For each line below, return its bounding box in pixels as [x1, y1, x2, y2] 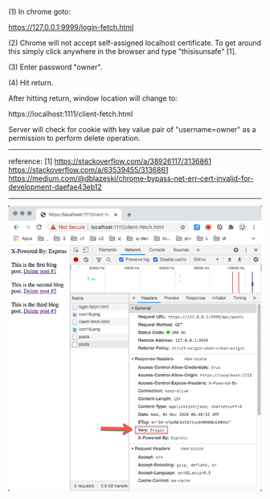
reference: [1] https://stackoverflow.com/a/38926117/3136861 [8, 156, 211, 166]
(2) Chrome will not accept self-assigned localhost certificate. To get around [8, 38, 262, 48]
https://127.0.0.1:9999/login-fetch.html [8, 23, 134, 31]
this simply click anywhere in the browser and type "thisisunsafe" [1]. [8, 47, 237, 56]
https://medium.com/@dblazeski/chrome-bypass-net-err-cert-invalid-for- [8, 173, 254, 183]
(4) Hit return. [8, 78, 54, 87]
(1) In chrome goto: [8, 7, 71, 16]
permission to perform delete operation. [8, 133, 141, 143]
